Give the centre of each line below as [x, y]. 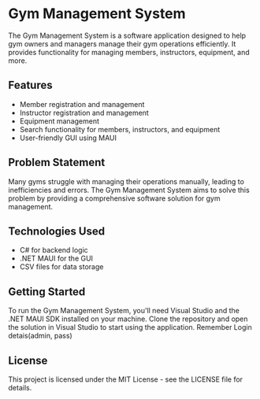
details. [20, 388]
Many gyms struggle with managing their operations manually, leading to [126, 181]
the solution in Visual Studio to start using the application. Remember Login [130, 327]
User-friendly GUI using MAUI [68, 138]
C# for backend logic [54, 250]
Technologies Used [56, 231]
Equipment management [59, 121]
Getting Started [47, 292]
